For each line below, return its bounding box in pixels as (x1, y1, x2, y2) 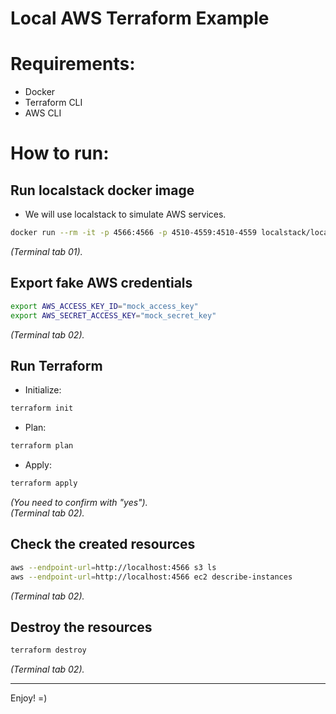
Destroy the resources (10, 618, 153, 636)
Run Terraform (10, 357, 103, 374)
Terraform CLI (24, 97, 83, 109)
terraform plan (10, 441, 74, 451)
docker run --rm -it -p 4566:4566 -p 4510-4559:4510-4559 (10, 228, 257, 238)
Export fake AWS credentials (10, 275, 193, 292)
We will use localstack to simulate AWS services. (24, 208, 227, 221)
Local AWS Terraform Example (10, 7, 270, 30)
